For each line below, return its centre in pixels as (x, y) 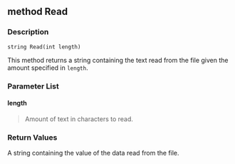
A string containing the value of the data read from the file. (93, 153)
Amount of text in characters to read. (79, 119)
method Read (38, 12)
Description (28, 32)
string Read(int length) (44, 47)
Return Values (32, 137)
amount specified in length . (48, 68)
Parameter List (33, 86)
